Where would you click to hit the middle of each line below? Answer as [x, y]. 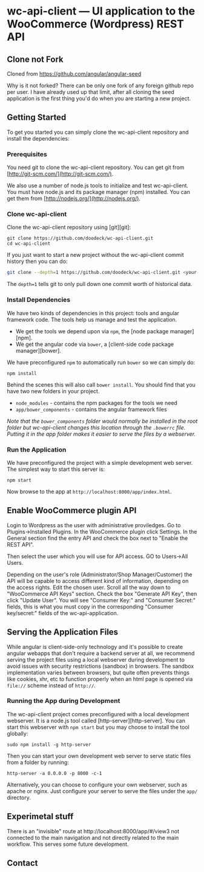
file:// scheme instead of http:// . [51, 685]
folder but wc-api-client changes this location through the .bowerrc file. [96, 427]
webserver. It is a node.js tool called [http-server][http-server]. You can [96, 721]
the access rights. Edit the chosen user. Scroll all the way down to [89, 587]
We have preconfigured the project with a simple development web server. [100, 462]
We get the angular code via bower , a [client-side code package [95, 344]
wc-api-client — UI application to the [101, 11]
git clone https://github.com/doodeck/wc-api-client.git [80, 238]
